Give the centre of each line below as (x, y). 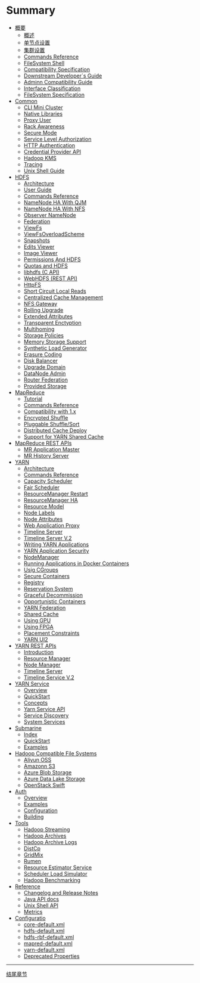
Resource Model (44, 506)
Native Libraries (43, 113)
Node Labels (39, 513)
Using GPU (37, 620)
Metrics (33, 911)
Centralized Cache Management (63, 297)
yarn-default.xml (44, 950)
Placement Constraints (51, 633)
